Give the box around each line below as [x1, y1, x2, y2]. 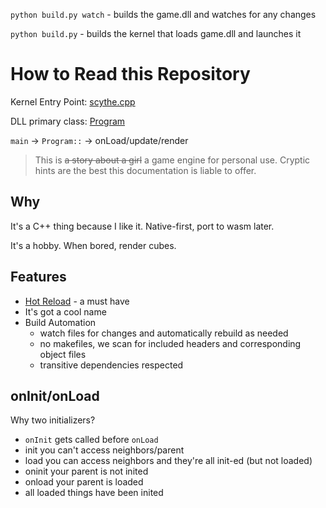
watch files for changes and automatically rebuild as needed [39, 327, 289, 339]
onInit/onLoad [10, 387, 100, 404]
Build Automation [24, 316, 97, 328]
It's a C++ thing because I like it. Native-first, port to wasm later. [10, 220, 275, 232]
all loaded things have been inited [24, 487, 164, 499]
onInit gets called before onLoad [24, 434, 159, 446]
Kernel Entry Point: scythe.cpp [10, 95, 136, 108]
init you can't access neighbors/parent [24, 444, 185, 456]
